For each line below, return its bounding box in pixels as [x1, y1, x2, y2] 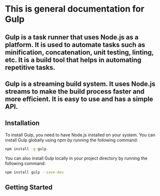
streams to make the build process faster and [5, 87, 144, 96]
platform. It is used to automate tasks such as [5, 40, 145, 49]
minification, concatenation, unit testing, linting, [5, 48, 154, 56]
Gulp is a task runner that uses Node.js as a [5, 33, 139, 41]
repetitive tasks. [5, 63, 56, 71]
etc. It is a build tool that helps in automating [5, 56, 142, 64]
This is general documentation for [5, 3, 144, 15]
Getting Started [5, 183, 53, 191]
